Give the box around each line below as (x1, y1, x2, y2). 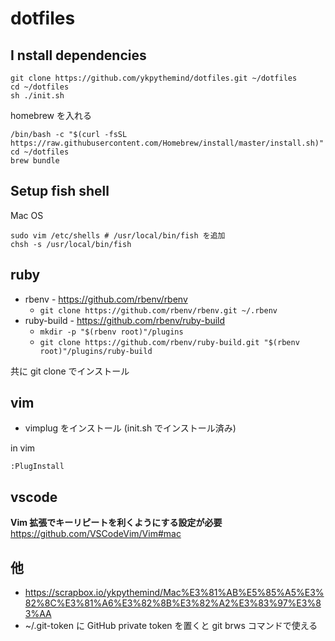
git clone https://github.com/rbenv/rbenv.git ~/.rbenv (39, 305, 278, 316)
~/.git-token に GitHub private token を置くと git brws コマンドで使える (24, 620, 318, 632)
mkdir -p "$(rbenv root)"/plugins (39, 327, 184, 337)
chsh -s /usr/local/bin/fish (10, 239, 132, 249)
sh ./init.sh (10, 91, 65, 101)
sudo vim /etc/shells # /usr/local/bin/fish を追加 (10, 230, 226, 241)
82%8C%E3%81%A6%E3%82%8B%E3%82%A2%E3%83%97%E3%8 (24, 597, 322, 609)
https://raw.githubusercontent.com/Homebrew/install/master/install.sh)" (10, 138, 325, 148)
